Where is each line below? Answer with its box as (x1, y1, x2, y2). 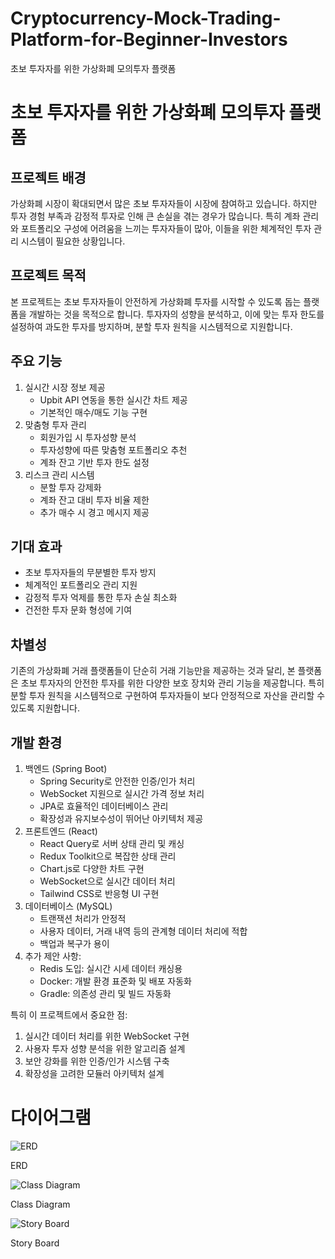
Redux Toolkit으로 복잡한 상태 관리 (39, 850, 177, 862)
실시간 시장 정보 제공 (24, 381, 106, 393)
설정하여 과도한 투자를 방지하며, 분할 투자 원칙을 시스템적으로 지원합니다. (10, 320, 293, 332)
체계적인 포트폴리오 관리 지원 (24, 579, 138, 591)
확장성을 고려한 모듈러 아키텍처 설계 (24, 1068, 165, 1079)
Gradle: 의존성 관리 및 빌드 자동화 (39, 988, 172, 999)
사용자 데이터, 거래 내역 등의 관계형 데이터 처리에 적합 (39, 925, 248, 937)
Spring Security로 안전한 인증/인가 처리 (39, 775, 196, 787)
